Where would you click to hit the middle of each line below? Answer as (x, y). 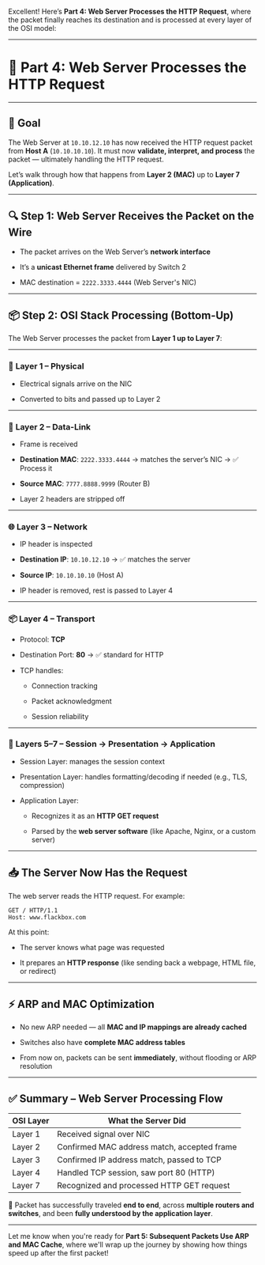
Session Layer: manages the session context (92, 761)
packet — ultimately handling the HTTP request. (86, 159)
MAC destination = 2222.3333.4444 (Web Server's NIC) (108, 282)
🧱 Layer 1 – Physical (46, 366)
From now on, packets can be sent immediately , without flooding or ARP (138, 1058)
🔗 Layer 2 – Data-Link (50, 426)
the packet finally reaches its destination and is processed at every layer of (130, 20)
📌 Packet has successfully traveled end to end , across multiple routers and (131, 1205)
